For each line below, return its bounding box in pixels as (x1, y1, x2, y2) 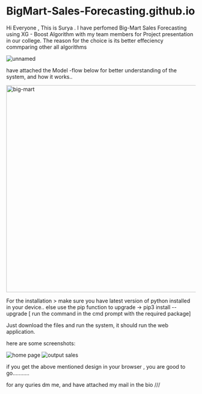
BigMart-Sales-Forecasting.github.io (6, 4, 195, 18)
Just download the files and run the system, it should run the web (6, 321, 168, 329)
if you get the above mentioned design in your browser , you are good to (6, 363, 186, 370)
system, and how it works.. (6, 73, 73, 80)
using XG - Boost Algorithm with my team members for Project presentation (6, 30, 194, 37)
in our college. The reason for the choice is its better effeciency (6, 37, 164, 44)
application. (6, 328, 35, 335)
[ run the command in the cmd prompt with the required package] (28, 310, 191, 317)
